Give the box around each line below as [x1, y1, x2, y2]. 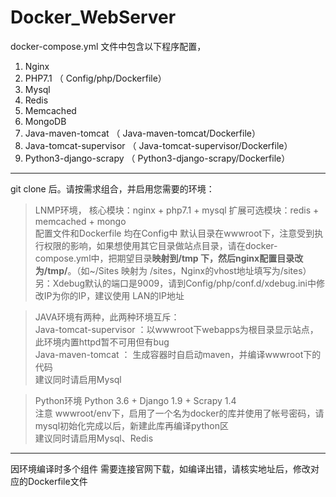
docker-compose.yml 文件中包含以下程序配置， [10, 40, 207, 52]
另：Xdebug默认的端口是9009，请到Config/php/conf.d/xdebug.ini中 [34, 277, 317, 289]
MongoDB [24, 115, 67, 127]
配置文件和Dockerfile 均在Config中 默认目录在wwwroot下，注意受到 [34, 227, 315, 239]
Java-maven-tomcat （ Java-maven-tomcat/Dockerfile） [24, 127, 261, 139]
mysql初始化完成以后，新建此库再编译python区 [34, 419, 229, 431]
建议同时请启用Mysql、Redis [34, 432, 154, 444]
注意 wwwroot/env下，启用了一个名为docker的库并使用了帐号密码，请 [34, 407, 325, 419]
